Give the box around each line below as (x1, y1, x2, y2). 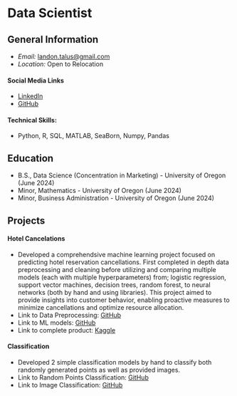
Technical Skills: (7, 115, 57, 124)
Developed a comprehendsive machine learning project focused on (17, 250, 216, 259)
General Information (7, 33, 99, 46)
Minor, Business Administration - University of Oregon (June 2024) (17, 194, 215, 202)
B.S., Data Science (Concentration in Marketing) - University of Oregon (17, 171, 226, 179)
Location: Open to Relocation (17, 60, 104, 68)
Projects (7, 214, 46, 226)
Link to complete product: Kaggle (17, 325, 116, 334)
